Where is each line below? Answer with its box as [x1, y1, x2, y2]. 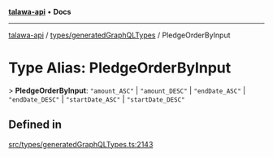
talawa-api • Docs [8, 7, 71, 16]
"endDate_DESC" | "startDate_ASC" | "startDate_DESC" [8, 94, 185, 104]
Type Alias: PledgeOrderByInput [8, 59, 232, 77]
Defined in [8, 118, 63, 132]
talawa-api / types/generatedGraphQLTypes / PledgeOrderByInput [8, 30, 231, 40]
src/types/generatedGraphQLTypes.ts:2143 [8, 139, 154, 149]
